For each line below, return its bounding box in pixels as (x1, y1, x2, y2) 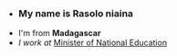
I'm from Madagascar (17, 28, 101, 39)
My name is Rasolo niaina (17, 7, 134, 20)
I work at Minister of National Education (17, 37, 167, 48)
